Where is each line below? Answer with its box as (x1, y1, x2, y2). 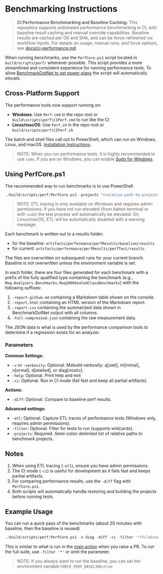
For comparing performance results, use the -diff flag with (12, 478, 131, 484)
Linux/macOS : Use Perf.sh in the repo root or (12, 122, 104, 128)
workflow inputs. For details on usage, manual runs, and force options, (16, 40, 158, 46)
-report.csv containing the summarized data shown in (12, 304, 121, 311)
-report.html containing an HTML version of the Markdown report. (12, 300, 146, 305)
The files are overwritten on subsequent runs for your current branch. (5, 255, 145, 261)
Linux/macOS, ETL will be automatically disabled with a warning (16, 217, 145, 223)
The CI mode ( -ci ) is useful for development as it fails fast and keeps (12, 468, 150, 474)
